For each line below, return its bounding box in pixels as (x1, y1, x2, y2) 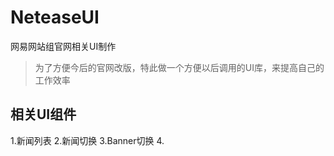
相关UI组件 (10, 106, 77, 123)
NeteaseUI (10, 6, 100, 29)
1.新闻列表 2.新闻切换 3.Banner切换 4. (10, 134, 165, 146)
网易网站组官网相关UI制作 (10, 40, 117, 52)
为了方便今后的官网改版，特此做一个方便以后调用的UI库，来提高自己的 (34, 61, 325, 73)
